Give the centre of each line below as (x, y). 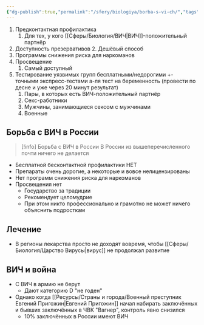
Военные (36, 113)
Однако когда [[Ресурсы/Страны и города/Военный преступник (98, 297)
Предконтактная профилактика (56, 29)
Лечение (24, 229)
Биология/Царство (39, 250)
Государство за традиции (57, 191)
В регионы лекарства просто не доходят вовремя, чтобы (89, 244)
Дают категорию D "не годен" (63, 291)
